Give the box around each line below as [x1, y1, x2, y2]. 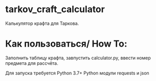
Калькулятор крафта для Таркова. [5, 20, 79, 26]
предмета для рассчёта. [5, 60, 58, 66]
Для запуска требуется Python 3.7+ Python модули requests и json [5, 70, 149, 76]
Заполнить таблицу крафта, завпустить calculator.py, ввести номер [5, 55, 151, 61]
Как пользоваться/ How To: [5, 38, 128, 50]
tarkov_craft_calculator [5, 4, 105, 15]
